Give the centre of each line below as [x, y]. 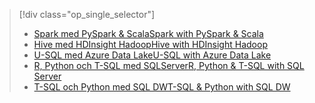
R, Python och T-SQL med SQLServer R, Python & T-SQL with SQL [169, 65]
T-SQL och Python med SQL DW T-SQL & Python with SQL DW [162, 87]
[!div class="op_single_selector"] [87, 14]
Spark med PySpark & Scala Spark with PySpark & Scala [148, 33]
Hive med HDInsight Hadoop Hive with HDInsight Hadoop [150, 44]
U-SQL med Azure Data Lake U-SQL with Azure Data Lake [152, 55]
